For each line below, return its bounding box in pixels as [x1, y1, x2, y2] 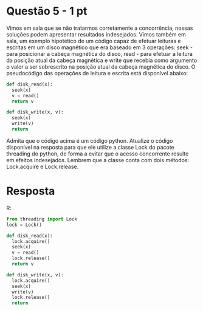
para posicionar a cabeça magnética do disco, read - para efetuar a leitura [6, 50, 193, 57]
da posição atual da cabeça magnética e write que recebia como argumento [6, 56, 198, 64]
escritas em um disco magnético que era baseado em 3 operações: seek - [6, 44, 193, 51]
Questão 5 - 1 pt [6, 4, 88, 18]
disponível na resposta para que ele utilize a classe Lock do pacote [6, 143, 174, 151]
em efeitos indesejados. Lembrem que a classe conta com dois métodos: [6, 156, 190, 163]
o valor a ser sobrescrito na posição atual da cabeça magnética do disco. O [6, 63, 196, 70]
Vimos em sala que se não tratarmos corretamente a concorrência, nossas [6, 24, 193, 32]
